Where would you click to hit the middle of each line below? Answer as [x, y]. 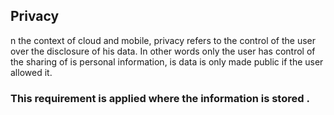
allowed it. [31, 72]
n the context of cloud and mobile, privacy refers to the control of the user [163, 40]
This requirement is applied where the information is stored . [160, 98]
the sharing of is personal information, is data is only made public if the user [167, 61]
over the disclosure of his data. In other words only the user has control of [163, 51]
